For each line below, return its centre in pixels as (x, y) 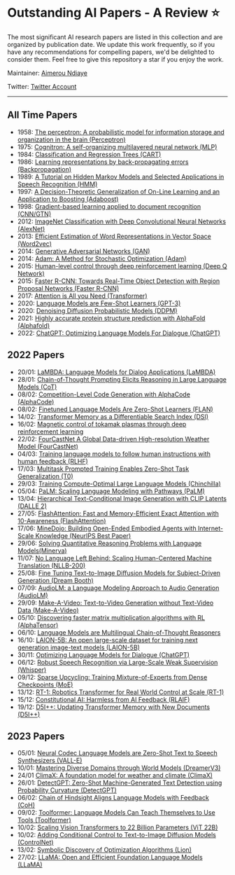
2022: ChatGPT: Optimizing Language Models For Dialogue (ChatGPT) (119, 333)
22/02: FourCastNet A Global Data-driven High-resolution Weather (113, 439)
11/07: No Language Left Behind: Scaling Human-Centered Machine (114, 558)
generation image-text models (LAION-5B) (78, 647)
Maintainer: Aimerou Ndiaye (47, 73)
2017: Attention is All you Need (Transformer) (82, 296)
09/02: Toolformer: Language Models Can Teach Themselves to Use (116, 813)
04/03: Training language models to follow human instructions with (114, 454)
